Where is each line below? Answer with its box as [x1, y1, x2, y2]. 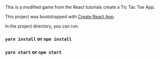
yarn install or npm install [5, 35, 72, 42]
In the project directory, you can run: [5, 23, 79, 29]
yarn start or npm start [5, 49, 62, 56]
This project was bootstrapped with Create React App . [5, 14, 115, 19]
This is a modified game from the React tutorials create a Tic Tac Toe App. [5, 4, 156, 10]
